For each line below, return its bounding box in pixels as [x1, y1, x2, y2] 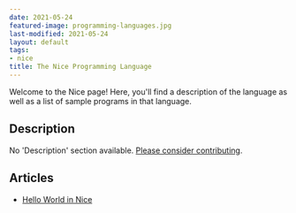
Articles [9, 171, 55, 186]
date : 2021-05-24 [9, 12, 73, 22]
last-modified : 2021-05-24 [9, 29, 109, 38]
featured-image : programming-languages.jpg [9, 21, 172, 30]
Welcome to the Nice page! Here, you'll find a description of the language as [9, 86, 288, 97]
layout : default [9, 37, 69, 47]
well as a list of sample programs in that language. [9, 95, 193, 106]
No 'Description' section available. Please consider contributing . [9, 145, 243, 156]
